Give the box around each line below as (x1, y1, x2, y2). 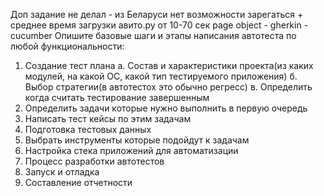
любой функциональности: (10, 40, 125, 52)
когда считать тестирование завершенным (24, 92, 210, 103)
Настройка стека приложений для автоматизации (24, 145, 239, 156)
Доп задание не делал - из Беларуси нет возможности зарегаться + (10, 9, 304, 20)
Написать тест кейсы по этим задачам (24, 113, 192, 124)
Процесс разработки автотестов (24, 155, 165, 167)
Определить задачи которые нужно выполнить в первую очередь (24, 102, 308, 114)
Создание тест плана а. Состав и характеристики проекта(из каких (24, 60, 314, 71)
